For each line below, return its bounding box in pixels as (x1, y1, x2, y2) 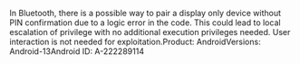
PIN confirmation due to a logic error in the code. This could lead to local (9, 17, 281, 28)
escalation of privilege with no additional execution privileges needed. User (9, 27, 291, 37)
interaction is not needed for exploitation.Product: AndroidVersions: (9, 36, 261, 47)
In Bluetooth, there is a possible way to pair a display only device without (9, 8, 282, 18)
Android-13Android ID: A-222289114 (9, 46, 145, 57)
